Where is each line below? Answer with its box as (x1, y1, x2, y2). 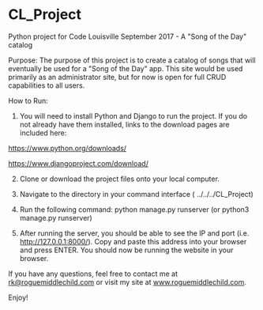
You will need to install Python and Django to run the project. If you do (19, 111, 247, 120)
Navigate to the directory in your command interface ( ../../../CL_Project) (19, 189, 254, 198)
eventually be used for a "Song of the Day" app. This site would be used (8, 63, 243, 73)
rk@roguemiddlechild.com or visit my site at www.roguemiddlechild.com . (8, 277, 247, 286)
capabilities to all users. (8, 81, 85, 90)
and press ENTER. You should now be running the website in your (19, 245, 234, 255)
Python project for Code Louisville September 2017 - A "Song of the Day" (8, 32, 247, 41)
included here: (19, 128, 67, 138)
